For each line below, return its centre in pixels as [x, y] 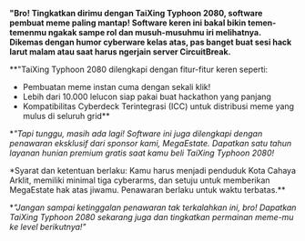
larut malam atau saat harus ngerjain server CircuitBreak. [120, 52]
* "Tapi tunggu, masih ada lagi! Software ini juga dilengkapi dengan [136, 134]
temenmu [28, 32]
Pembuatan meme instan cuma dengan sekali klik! [117, 87]
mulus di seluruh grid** [66, 116]
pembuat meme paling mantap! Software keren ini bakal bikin [128, 23]
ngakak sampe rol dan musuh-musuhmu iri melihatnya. [154, 32]
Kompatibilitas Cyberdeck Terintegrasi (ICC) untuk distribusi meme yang [158, 106]
